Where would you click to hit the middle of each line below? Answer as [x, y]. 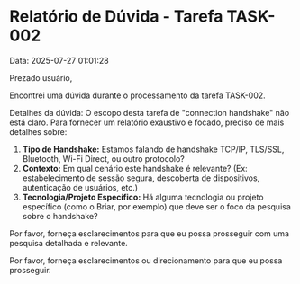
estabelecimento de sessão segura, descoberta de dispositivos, [141, 178]
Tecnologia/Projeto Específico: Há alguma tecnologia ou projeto [143, 197]
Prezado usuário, [41, 77]
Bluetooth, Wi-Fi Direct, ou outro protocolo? [103, 158]
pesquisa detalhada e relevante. [68, 243]
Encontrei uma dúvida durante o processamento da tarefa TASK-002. [137, 95]
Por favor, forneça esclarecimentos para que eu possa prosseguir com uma [150, 233]
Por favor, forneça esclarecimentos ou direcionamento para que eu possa [146, 260]
